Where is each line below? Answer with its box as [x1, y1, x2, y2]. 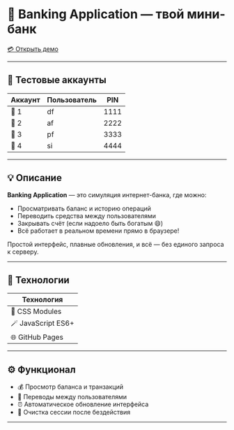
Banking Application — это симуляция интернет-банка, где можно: [7, 190, 207, 199]
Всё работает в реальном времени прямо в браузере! [17, 227, 180, 235]
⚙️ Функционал [7, 364, 76, 375]
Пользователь [47, 94, 97, 104]
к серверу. [7, 248, 39, 256]
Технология [22, 295, 63, 305]
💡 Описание [7, 172, 63, 184]
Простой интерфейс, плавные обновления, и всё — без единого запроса [7, 240, 224, 248]
